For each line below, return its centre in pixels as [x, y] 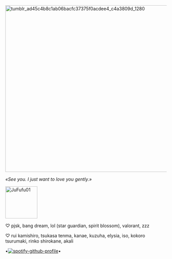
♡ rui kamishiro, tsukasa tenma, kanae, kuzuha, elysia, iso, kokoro [75, 236]
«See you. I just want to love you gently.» [49, 179]
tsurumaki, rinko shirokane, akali [39, 241]
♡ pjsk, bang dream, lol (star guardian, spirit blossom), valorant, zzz [77, 226]
